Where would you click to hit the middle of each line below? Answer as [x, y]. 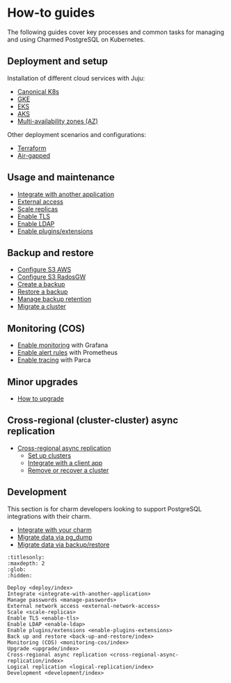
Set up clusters [49, 455]
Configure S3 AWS [44, 270]
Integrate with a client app [65, 463]
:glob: [17, 569]
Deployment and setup [57, 62]
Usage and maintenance [61, 178]
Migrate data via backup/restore [63, 545]
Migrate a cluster [41, 307]
